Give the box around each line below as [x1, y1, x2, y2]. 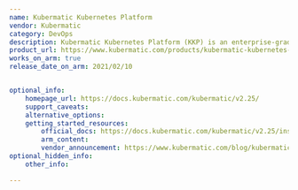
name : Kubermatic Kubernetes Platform [9, 12, 153, 22]
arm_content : [41, 135, 90, 144]
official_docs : [41, 127, 98, 136]
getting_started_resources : [25, 118, 129, 128]
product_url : [9, 46, 58, 55]
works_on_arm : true [9, 54, 82, 63]
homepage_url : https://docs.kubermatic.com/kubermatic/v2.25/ [25, 94, 260, 103]
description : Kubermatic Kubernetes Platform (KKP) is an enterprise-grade [9, 37, 295, 47]
